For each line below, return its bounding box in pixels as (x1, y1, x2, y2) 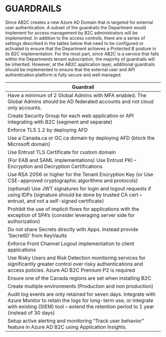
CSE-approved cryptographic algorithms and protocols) (7, 177, 138, 184)
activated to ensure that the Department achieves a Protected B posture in (5, 45, 157, 51)
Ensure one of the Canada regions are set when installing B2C (7, 275, 152, 282)
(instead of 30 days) (7, 309, 55, 316)
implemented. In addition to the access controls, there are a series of (5, 35, 145, 41)
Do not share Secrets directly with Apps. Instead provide (7, 226, 138, 233)
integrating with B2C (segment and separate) (7, 118, 113, 125)
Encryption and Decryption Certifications (7, 163, 103, 169)
